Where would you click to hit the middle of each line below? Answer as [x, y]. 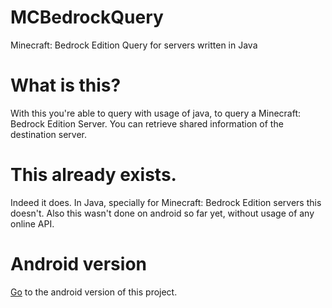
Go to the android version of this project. [94, 292]
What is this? [66, 85]
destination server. [49, 134]
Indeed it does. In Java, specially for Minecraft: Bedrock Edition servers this [166, 202]
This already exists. [93, 175]
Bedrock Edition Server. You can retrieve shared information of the [147, 123]
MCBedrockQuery [87, 17]
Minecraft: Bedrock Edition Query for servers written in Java [134, 45]
